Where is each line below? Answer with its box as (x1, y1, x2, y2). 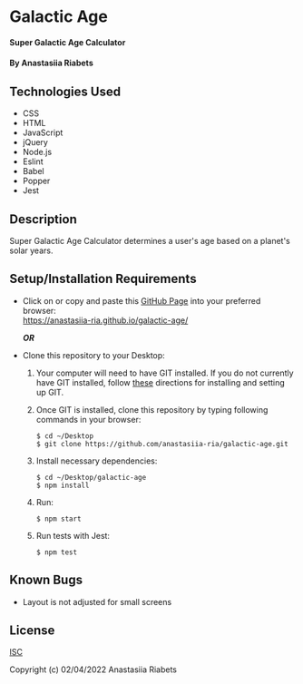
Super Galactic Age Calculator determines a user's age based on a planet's (9, 236, 290, 246)
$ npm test (35, 547, 78, 557)
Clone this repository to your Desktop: (22, 349, 165, 360)
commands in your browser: (35, 414, 142, 425)
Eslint (22, 156, 44, 167)
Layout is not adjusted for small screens (22, 596, 172, 607)
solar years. (9, 245, 54, 256)
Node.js (22, 147, 53, 158)
